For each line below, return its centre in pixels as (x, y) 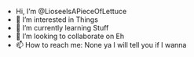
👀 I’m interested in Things (57, 20)
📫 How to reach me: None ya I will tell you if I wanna (101, 45)
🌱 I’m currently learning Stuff (62, 28)
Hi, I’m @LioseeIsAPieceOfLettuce (71, 11)
